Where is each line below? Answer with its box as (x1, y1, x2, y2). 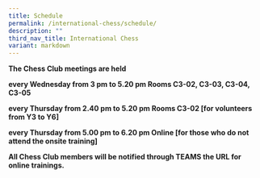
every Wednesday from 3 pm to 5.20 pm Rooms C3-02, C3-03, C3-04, (8, 80, 250, 89)
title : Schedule (8, 11, 63, 20)
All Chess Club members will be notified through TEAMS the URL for (8, 152, 241, 162)
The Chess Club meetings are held (8, 64, 127, 73)
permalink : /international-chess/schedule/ (8, 19, 157, 27)
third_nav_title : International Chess (8, 34, 139, 43)
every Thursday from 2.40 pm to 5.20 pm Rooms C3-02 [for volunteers (8, 104, 253, 114)
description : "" (8, 27, 63, 35)
